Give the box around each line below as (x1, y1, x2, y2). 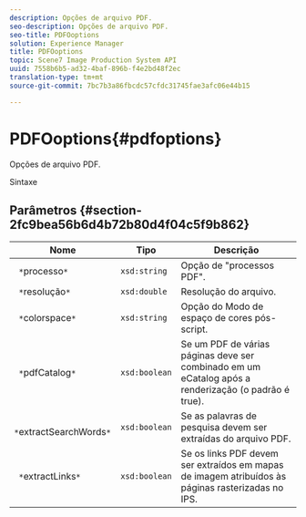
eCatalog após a (180, 372, 250, 385)
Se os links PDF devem (180, 448, 280, 460)
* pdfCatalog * (18, 367, 76, 379)
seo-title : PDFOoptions (9, 30, 100, 39)
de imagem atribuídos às (180, 470, 287, 483)
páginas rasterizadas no (180, 481, 284, 494)
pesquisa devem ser (180, 421, 268, 434)
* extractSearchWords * (14, 426, 111, 439)
